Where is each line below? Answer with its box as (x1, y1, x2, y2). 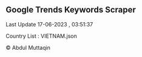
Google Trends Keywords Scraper (5, 5, 136, 15)
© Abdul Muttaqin (5, 44, 51, 51)
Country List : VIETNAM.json (5, 32, 77, 40)
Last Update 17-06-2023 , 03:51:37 (5, 20, 93, 28)
